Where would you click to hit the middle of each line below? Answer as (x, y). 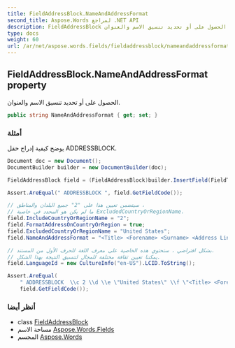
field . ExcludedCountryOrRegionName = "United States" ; (89, 231)
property (27, 86)
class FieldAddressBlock (53, 322)
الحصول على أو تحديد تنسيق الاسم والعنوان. (64, 102)
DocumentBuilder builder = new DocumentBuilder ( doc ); (87, 167)
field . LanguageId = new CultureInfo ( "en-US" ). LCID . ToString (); (101, 263)
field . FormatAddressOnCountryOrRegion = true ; (76, 225)
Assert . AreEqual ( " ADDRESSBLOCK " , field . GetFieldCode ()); (95, 193)
